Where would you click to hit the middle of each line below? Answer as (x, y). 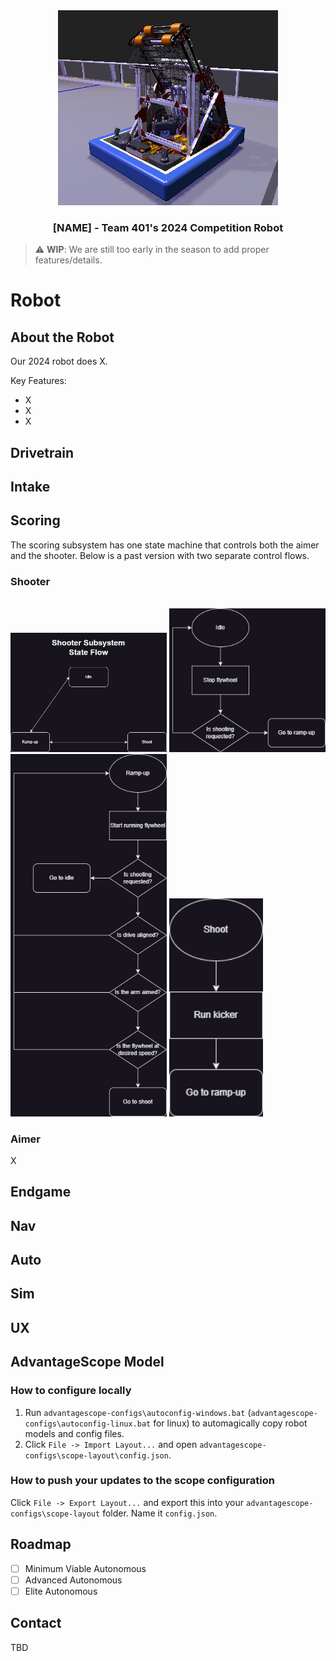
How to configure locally (71, 1391)
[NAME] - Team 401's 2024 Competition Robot (168, 227)
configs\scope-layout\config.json (96, 1455)
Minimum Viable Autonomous (85, 1568)
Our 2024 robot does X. (59, 361)
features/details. (68, 260)
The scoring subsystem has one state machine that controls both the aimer (165, 545)
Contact (36, 1623)
